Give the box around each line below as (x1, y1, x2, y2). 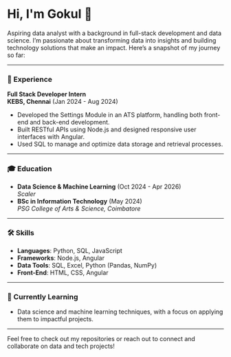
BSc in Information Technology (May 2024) (16, 197, 142, 205)
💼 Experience (7, 74, 53, 84)
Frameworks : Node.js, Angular (16, 254, 105, 262)
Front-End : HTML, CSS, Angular (16, 268, 109, 277)
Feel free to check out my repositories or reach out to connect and (7, 335, 196, 343)
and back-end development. (30, 118, 110, 127)
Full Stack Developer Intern (7, 90, 87, 98)
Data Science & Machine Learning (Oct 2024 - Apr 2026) (16, 182, 181, 191)
